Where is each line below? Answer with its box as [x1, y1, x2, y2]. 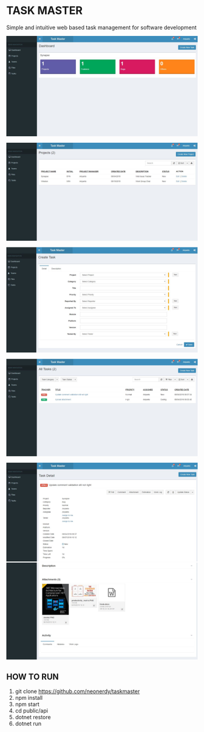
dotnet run [15, 720, 42, 727]
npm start [15, 700, 39, 708]
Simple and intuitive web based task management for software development [6, 24, 197, 31]
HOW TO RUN [6, 671, 59, 682]
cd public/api [15, 707, 49, 714]
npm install [15, 694, 43, 702]
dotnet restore [15, 714, 51, 721]
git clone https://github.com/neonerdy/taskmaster [15, 688, 140, 695]
